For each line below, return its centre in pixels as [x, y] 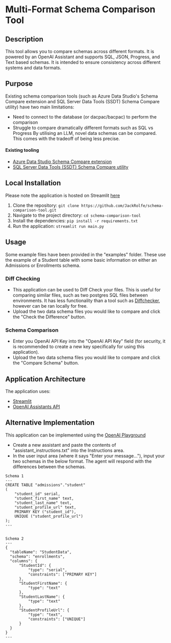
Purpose [19, 84]
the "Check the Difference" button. [49, 317]
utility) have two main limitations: [40, 107]
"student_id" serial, [37, 494]
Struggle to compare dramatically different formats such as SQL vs [83, 128]
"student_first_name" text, [44, 498]
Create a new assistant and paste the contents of [64, 445]
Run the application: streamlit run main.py [58, 226]
